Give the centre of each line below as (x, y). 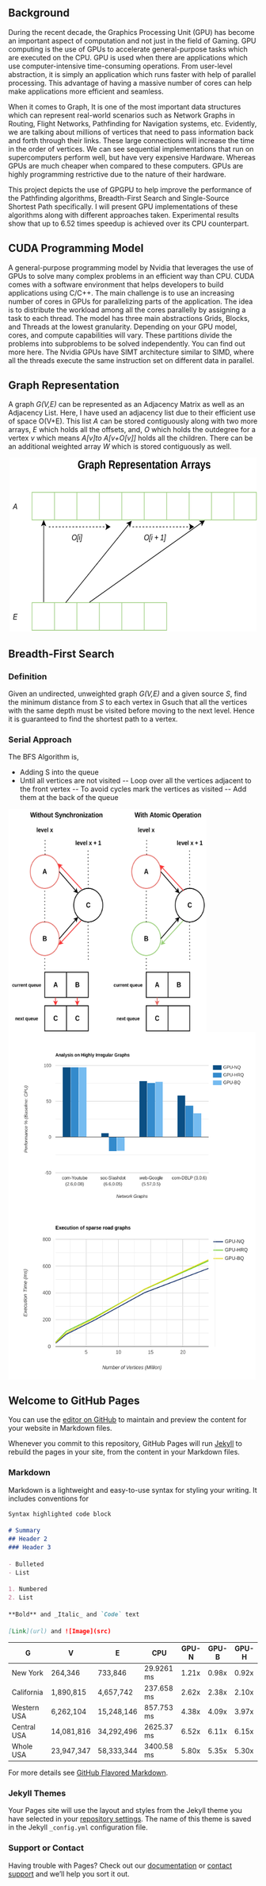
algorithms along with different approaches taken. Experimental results (123, 214)
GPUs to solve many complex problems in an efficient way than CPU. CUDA (131, 276)
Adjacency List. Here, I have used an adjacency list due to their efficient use (132, 413)
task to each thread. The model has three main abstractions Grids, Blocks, (129, 318)
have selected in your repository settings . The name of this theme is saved (130, 1819)
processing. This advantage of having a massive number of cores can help (130, 83)
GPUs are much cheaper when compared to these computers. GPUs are (126, 165)
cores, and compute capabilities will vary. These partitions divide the (120, 335)
